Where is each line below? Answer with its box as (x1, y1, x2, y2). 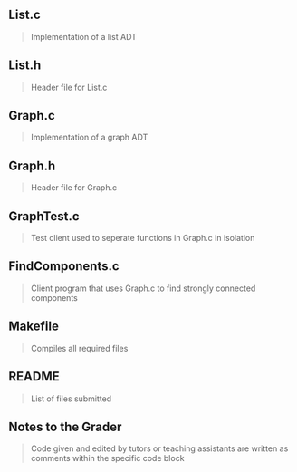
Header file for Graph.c (30, 182, 118, 193)
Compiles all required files (30, 342, 129, 353)
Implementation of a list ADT (30, 31, 138, 42)
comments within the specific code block (30, 453, 185, 464)
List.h (8, 58, 42, 73)
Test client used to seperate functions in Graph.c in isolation (30, 233, 255, 244)
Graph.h (8, 158, 56, 173)
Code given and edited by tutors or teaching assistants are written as (30, 443, 289, 454)
